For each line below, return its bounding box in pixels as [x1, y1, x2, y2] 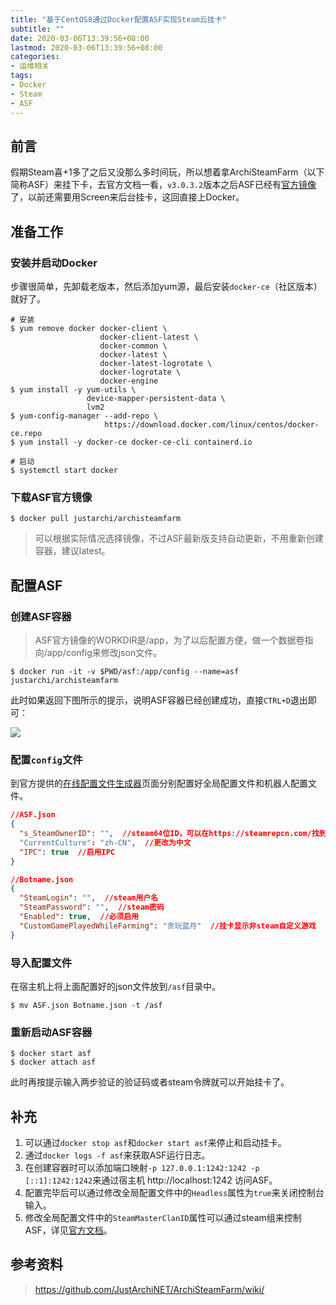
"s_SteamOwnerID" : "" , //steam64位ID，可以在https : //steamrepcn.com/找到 [19, 829, 327, 839]
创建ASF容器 [10, 609, 72, 623]
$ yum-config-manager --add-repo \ [10, 411, 159, 421]
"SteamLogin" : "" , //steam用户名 [19, 893, 159, 903]
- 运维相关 [10, 61, 50, 71]
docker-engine [99, 376, 159, 386]
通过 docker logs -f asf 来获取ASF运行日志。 [24, 1149, 211, 1161]
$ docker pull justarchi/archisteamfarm [10, 514, 182, 524]
